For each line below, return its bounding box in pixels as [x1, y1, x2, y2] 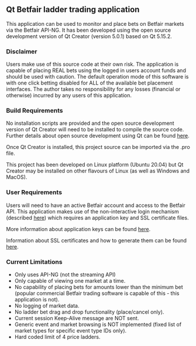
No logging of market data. [14, 302, 80, 309]
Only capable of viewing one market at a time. [14, 277, 126, 284]
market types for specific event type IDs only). [14, 327, 127, 334]
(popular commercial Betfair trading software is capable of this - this [14, 290, 180, 297]
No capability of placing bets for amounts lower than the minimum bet [14, 284, 183, 290]
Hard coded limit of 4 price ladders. [14, 334, 101, 340]
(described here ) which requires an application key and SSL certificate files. [6, 214, 189, 221]
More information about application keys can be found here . [6, 225, 151, 232]
